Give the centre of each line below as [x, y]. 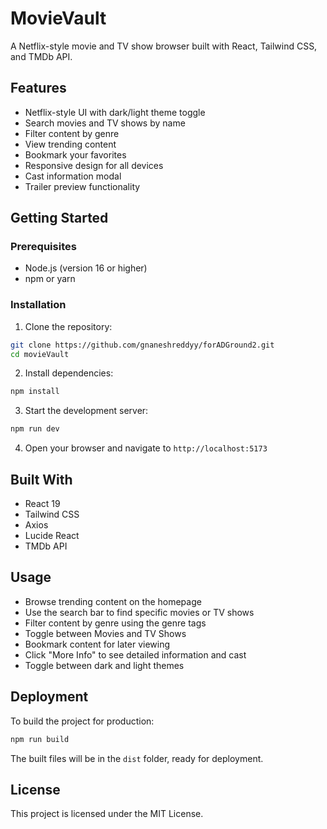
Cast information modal [73, 176]
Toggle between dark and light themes [104, 665]
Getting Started [59, 218]
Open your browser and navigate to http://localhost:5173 [146, 448]
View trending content [70, 144]
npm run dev [35, 429]
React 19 [42, 504]
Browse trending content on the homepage [113, 601]
